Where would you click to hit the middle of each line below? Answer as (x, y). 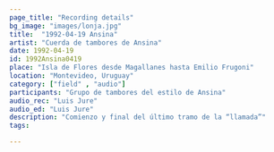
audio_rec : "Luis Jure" (54, 101)
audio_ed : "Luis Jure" (51, 109)
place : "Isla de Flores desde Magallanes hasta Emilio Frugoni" (132, 68)
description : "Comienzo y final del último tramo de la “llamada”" (138, 117)
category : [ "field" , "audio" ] (68, 84)
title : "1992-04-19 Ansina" (64, 34)
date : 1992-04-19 (42, 51)
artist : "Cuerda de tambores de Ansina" (86, 42)
